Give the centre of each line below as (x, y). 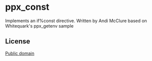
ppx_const (27, 7)
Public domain (20, 53)
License (18, 42)
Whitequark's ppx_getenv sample (39, 26)
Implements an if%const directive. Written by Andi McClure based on (76, 21)
